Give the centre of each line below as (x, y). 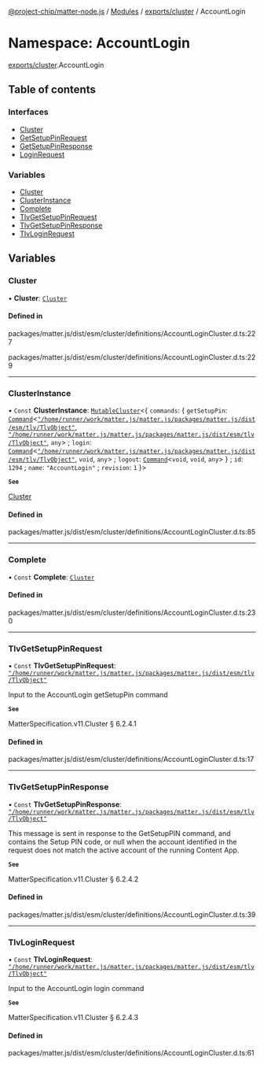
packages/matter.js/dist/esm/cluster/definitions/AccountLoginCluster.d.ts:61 (131, 1053)
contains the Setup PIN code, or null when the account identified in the (123, 841)
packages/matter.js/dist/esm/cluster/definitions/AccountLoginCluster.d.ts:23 (132, 612)
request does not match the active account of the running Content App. (124, 850)
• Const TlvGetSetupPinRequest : (62, 666)
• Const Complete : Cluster (51, 577)
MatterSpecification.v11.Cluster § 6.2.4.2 (73, 879)
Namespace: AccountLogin (99, 43)
